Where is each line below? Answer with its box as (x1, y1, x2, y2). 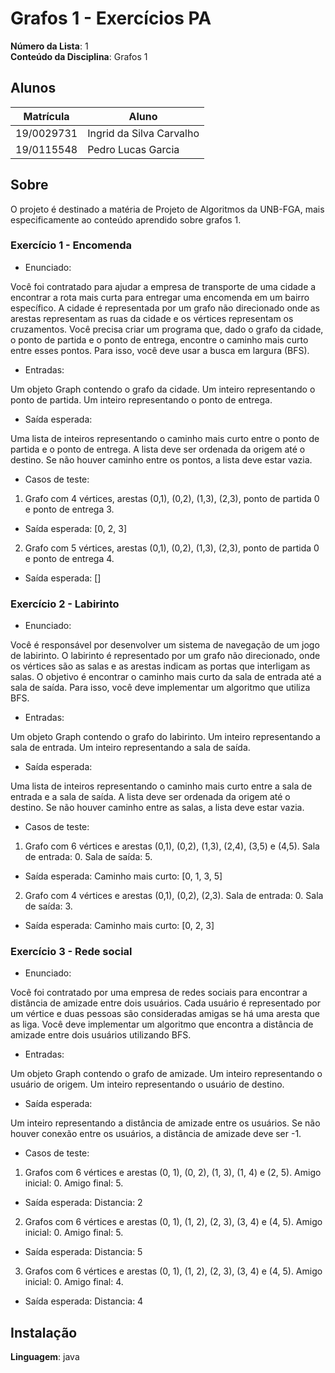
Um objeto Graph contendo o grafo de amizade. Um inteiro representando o (10, 1068, 323, 1080)
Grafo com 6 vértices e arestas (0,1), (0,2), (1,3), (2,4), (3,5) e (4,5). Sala (24, 840, 320, 852)
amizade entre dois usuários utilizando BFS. (10, 1029, 192, 1041)
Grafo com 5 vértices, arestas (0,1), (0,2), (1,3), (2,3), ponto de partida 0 (24, 542, 320, 554)
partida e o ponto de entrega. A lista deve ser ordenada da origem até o (10, 443, 306, 455)
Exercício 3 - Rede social (10, 945, 133, 959)
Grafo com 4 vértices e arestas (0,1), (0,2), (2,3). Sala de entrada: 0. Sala (24, 890, 324, 902)
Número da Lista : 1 (10, 40, 89, 52)
